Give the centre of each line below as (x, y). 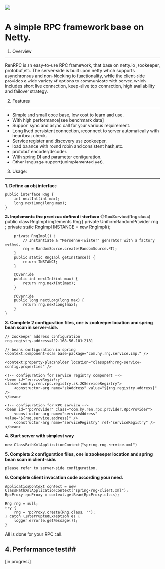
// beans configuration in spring (41, 349)
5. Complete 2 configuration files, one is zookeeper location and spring (79, 454)
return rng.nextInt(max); (49, 283)
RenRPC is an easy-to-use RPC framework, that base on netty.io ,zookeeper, (82, 65)
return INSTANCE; (40, 262)
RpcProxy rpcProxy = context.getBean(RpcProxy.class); (62, 495)
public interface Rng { (29, 194)
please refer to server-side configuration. (51, 468)
